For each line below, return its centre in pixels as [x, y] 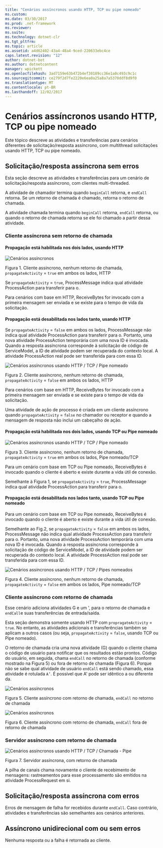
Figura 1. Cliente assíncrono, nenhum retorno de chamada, [64, 268]
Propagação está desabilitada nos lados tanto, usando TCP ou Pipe [75, 498]
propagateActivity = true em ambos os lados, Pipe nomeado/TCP [72, 457]
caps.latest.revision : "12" [34, 55]
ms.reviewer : [18, 28]
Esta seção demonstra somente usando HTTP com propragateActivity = [79, 622]
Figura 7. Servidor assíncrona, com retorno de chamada [61, 761]
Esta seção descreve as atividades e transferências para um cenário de [77, 178]
